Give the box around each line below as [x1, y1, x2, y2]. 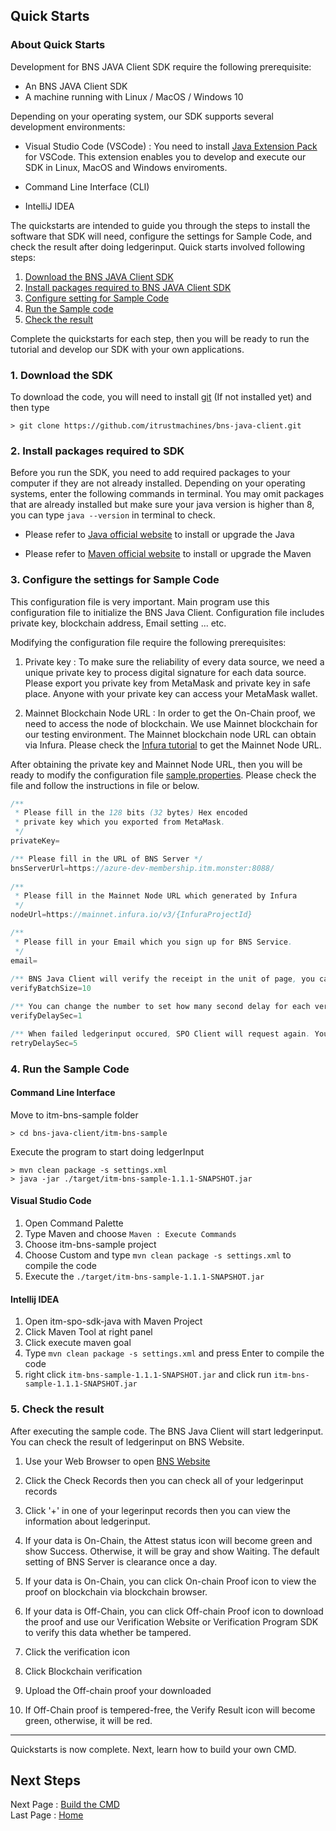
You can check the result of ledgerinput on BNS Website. [10, 1435, 245, 1448]
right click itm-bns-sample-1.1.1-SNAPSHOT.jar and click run [24, 1369, 272, 1381]
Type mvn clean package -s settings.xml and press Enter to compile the [24, 1347, 325, 1359]
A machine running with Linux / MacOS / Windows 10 [24, 90, 244, 103]
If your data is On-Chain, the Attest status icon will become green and [24, 1534, 313, 1546]
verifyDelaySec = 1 [10, 1011, 83, 1021]
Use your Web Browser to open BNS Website [24, 1455, 211, 1467]
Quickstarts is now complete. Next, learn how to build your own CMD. [10, 1743, 297, 1755]
